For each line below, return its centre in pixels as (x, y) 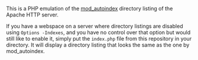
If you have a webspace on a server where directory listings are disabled (95, 26)
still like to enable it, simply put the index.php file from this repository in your (99, 39)
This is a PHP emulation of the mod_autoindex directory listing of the (90, 9)
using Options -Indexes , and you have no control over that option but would (98, 32)
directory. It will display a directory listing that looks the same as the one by (98, 45)
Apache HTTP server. (33, 15)
